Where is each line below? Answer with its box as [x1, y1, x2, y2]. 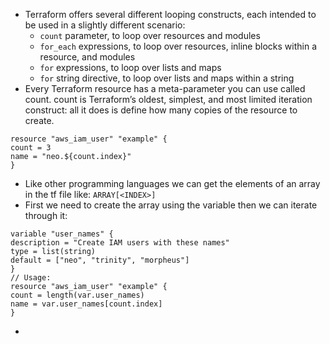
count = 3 [10, 143, 52, 153]
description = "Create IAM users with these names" [10, 238, 230, 248]
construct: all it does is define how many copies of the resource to [24, 104, 298, 116]
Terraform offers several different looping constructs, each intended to [24, 9, 317, 20]
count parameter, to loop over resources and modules [39, 30, 261, 41]
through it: [24, 210, 68, 221]
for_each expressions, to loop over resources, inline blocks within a [39, 40, 317, 52]
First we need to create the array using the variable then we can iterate [24, 199, 318, 211]
